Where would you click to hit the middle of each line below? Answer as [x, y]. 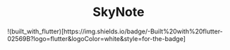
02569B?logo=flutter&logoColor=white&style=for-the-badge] [96, 38]
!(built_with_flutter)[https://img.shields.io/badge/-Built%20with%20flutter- [115, 31]
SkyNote [119, 12]
